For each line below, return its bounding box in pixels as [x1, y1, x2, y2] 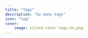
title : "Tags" [5, 7, 35, 12]
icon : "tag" [5, 16, 30, 21]
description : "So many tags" [5, 12, 66, 17]
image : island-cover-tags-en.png [14, 26, 84, 31]
